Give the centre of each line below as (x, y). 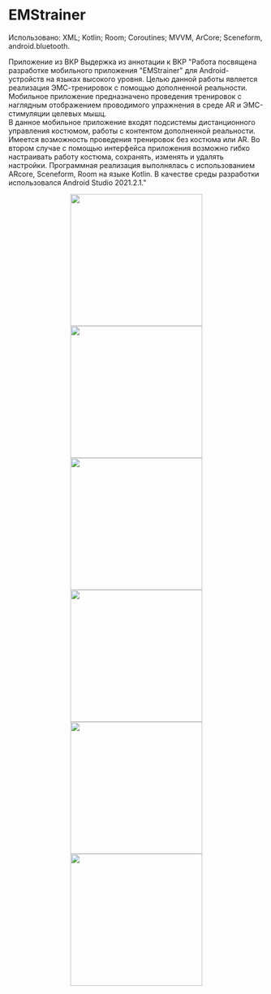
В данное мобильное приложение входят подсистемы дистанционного (132, 122)
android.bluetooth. (39, 45)
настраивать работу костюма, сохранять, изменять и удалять (116, 157)
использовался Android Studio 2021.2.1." (77, 182)
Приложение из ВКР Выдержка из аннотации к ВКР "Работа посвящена (133, 62)
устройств (26, 79)
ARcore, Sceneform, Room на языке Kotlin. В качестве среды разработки (134, 174)
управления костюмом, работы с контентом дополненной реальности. (132, 131)
